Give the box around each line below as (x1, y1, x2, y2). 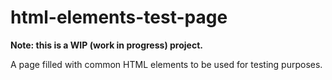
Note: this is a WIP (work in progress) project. (10, 39, 203, 51)
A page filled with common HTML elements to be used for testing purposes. (10, 58, 323, 70)
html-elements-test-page (10, 6, 228, 29)
